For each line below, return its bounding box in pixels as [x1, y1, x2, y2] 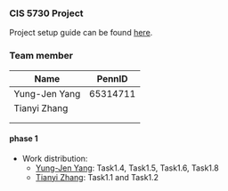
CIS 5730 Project [9, 7, 84, 20]
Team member [9, 50, 74, 62]
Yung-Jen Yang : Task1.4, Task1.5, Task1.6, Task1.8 [35, 163, 220, 173]
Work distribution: [21, 153, 88, 163]
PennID [96, 72, 128, 84]
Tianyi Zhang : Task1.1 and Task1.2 [35, 171, 159, 182]
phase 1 [9, 133, 38, 144]
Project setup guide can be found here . [9, 28, 153, 38]
